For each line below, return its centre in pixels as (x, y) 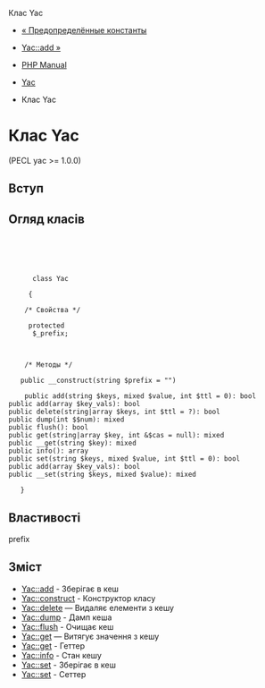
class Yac (50, 279)
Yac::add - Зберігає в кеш (70, 589)
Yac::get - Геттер (53, 646)
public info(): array (49, 451)
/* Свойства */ (53, 310)
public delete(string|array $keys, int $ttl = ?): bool (114, 412)
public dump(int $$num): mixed (66, 420)
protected (46, 326)
